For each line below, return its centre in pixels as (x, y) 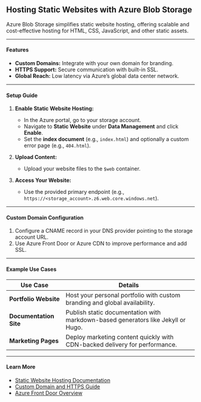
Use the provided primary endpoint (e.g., (74, 192)
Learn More (21, 367)
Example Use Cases (31, 269)
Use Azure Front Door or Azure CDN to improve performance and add (101, 243)
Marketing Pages (34, 340)
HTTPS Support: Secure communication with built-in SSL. (86, 70)
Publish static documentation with (113, 312)
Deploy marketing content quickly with (120, 337)
